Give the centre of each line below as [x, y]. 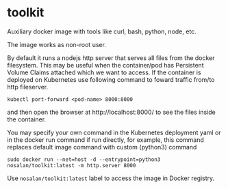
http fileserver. [28, 87]
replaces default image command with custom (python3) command [102, 147]
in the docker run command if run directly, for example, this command [105, 140]
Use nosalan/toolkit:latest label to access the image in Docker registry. [111, 178]
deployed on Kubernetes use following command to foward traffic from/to [111, 79]
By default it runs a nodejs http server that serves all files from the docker [111, 58]
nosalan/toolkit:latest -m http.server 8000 [72, 165]
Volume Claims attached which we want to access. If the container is [104, 72]
